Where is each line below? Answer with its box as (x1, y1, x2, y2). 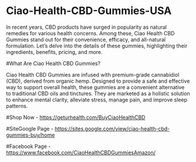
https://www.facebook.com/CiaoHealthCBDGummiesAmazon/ (6, 148, 156, 156)
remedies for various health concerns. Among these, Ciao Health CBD (6, 29, 175, 36)
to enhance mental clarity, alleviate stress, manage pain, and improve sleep (6, 96, 188, 103)
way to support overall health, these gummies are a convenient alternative (6, 83, 185, 90)
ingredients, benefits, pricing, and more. (6, 48, 103, 55)
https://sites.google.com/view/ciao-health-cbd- (54, 125, 170, 132)
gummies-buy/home (6, 131, 55, 139)
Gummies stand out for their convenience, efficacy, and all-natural (6, 36, 166, 43)
